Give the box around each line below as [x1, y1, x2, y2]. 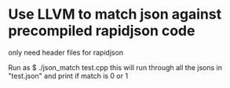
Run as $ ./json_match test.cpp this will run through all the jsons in [8, 62, 222, 72]
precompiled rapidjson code [8, 22, 195, 40]
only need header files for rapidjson [8, 48, 124, 57]
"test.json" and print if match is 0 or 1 [8, 71, 128, 80]
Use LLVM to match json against [8, 5, 222, 23]
